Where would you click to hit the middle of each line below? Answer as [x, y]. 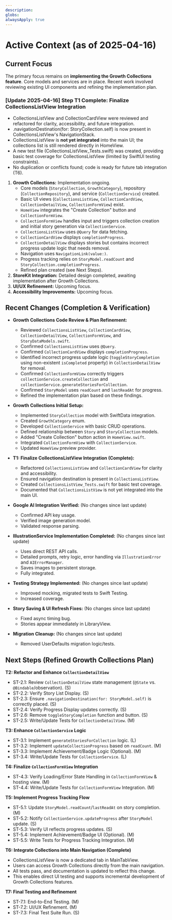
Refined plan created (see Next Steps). [61, 270]
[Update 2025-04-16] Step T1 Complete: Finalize [67, 101]
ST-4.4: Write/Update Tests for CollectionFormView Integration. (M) [84, 788]
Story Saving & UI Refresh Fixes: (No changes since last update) [81, 608]
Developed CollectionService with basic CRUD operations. [83, 426]
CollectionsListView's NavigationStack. [54, 135]
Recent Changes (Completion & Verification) [78, 308]
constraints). [26, 162]
